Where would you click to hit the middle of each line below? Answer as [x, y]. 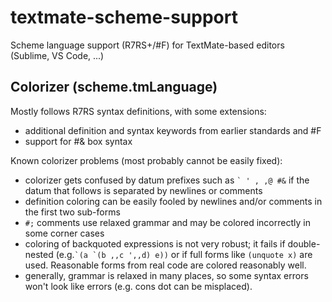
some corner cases [64, 233]
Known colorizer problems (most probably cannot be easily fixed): [146, 160]
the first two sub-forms [72, 212]
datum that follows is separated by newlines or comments [143, 190]
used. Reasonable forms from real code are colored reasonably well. [165, 265]
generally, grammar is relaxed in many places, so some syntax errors [166, 275]
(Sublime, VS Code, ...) [57, 55]
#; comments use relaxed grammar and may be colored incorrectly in [167, 222]
